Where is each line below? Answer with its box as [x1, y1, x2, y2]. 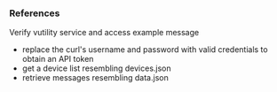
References [9, 7, 60, 19]
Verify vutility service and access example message [9, 27, 200, 38]
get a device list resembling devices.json [21, 63, 171, 73]
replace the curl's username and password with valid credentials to [21, 44, 268, 55]
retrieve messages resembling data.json [21, 73, 169, 83]
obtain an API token [21, 54, 94, 65]
